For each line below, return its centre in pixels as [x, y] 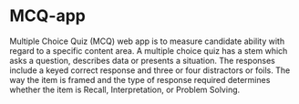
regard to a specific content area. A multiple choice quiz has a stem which [149, 50]
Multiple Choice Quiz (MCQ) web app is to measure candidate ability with [147, 41]
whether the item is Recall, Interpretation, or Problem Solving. [125, 89]
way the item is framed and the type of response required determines [140, 79]
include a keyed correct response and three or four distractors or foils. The [150, 70]
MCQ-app [48, 16]
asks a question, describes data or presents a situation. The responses [142, 60]
